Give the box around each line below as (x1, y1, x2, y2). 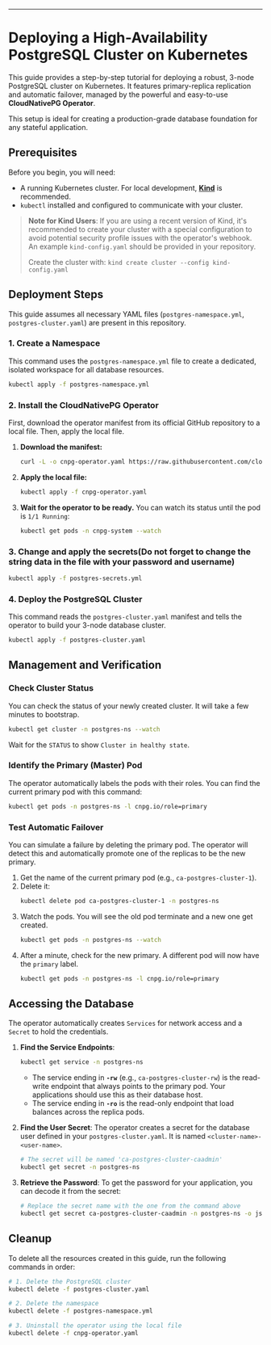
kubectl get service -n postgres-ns (19, 1058, 144, 1066)
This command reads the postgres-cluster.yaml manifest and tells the (8, 612, 242, 622)
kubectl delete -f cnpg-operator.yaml (8, 1330, 139, 1338)
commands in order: (8, 1262, 76, 1271)
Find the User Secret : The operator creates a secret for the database (19, 1123, 250, 1133)
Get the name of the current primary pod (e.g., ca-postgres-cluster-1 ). (19, 873, 257, 883)
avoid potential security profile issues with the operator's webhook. (27, 233, 252, 242)
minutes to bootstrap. (8, 709, 80, 719)
